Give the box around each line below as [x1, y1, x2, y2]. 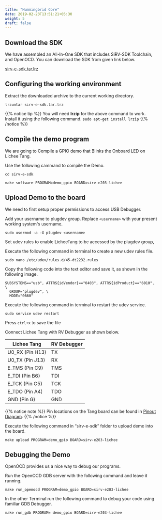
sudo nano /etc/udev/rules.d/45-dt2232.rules [5, 257, 98, 262]
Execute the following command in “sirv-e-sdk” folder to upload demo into [5, 423, 153, 429]
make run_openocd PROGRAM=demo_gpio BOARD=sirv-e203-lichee [5, 488, 129, 492]
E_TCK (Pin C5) [7, 380, 43, 387]
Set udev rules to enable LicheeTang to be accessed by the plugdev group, [5, 238, 155, 245]
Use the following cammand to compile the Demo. [5, 162, 105, 168]
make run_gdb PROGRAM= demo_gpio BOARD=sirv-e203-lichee [5, 510, 122, 515]
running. [5, 478, 22, 484]
